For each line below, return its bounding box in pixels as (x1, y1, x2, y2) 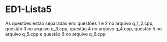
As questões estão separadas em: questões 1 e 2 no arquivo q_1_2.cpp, (5, 20, 154, 26)
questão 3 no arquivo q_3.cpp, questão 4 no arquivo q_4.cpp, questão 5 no (5, 25, 162, 31)
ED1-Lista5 (5, 4, 52, 15)
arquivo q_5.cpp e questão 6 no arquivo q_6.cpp (5, 31, 106, 37)
